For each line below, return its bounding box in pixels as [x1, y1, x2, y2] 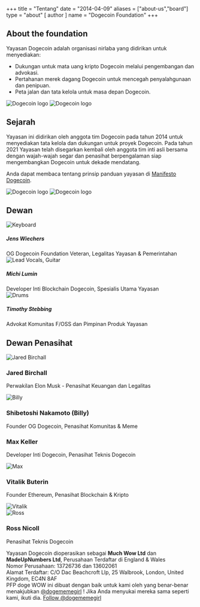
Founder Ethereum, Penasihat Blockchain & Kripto [6, 491, 129, 499]
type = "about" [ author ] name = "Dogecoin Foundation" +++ [6, 11, 159, 19]
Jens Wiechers [6, 235, 45, 242]
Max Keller [6, 437, 38, 446]
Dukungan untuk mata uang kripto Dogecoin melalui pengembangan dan [14, 62, 195, 70]
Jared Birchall [6, 369, 47, 377]
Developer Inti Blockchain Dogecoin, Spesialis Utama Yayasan [6, 285, 159, 292]
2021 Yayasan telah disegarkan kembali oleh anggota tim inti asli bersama [6, 146, 188, 153]
